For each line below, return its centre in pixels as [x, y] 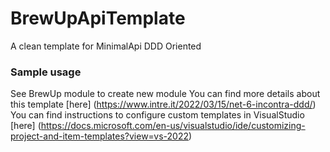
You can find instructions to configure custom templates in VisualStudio [157, 115]
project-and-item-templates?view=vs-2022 [99, 136]
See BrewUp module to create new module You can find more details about [165, 94]
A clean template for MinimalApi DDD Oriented [106, 46]
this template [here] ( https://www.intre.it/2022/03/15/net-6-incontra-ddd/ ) [163, 104]
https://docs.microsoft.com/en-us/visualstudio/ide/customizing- [173, 126]
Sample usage [46, 72]
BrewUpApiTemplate [98, 18]
